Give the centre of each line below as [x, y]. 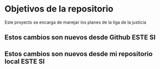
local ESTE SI [25, 61]
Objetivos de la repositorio [59, 9]
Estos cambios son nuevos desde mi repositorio [79, 54]
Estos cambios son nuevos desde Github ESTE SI [80, 37]
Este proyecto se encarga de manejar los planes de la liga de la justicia [75, 22]
